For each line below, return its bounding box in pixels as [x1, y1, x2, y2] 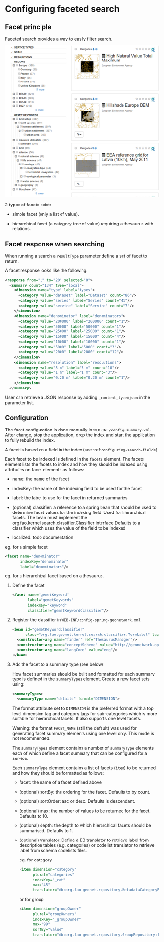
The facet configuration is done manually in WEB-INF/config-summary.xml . [5, 427, 152, 432]
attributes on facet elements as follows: [5, 466, 84, 472]
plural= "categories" [32, 872, 75, 877]
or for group [19, 897, 44, 902]
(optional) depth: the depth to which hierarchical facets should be [19, 822, 151, 828]
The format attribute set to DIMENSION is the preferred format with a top [12, 705, 154, 711]
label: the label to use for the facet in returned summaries [12, 494, 128, 501]
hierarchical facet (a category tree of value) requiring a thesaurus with [12, 221, 154, 226]
